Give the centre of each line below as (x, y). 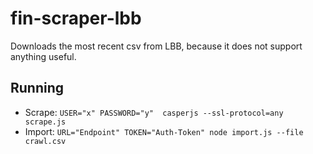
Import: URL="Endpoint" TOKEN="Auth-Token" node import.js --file (164, 131)
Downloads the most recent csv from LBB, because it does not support (156, 46)
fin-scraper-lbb (76, 18)
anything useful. (43, 56)
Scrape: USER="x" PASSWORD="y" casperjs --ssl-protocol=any (154, 112)
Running (37, 88)
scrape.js (45, 122)
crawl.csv (45, 141)
